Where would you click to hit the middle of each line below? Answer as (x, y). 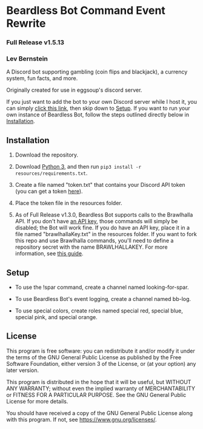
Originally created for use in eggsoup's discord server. (74, 90)
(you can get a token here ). (49, 191)
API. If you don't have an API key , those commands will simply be (96, 221)
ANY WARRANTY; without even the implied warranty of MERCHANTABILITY (101, 388)
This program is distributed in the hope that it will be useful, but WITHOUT (99, 382)
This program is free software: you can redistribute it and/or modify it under (101, 351)
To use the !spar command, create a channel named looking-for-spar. (102, 287)
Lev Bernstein (27, 59)
